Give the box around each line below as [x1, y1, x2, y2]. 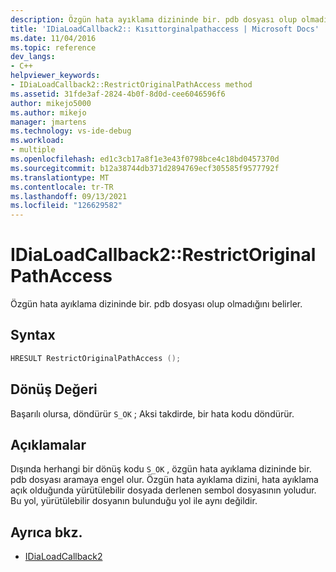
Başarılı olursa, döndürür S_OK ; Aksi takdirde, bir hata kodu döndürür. [10, 407, 295, 420]
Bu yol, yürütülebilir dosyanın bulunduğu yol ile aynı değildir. [10, 495, 258, 507]
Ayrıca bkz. [10, 524, 83, 541]
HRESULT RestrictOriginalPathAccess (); [10, 353, 182, 363]
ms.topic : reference [10, 42, 97, 53]
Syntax [10, 327, 56, 344]
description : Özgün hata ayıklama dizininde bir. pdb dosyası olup [10, 14, 298, 25]
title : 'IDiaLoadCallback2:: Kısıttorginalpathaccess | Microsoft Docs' [10, 24, 320, 34]
